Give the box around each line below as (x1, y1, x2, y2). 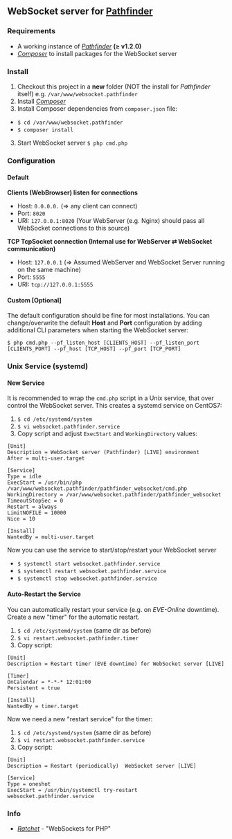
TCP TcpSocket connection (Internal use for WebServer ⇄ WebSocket (7, 237, 213, 246)
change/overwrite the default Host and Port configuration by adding (7, 318, 202, 327)
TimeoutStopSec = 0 (7, 498, 64, 505)
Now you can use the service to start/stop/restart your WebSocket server (7, 546, 217, 554)
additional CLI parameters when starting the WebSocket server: (7, 326, 188, 334)
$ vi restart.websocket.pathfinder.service (17, 737, 145, 743)
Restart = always (7, 503, 57, 511)
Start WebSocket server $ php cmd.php (17, 138, 128, 147)
